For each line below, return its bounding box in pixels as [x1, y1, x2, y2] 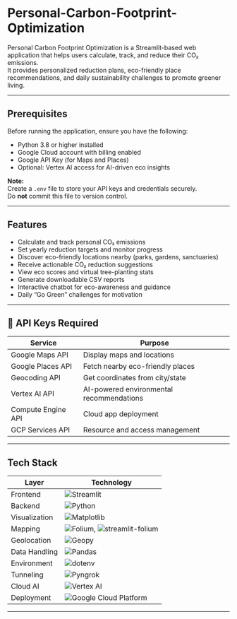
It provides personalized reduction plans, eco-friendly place [7, 66, 181, 74]
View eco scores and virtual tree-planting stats [17, 267, 154, 276]
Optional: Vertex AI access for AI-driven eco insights [17, 163, 171, 171]
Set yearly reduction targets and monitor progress [17, 245, 164, 254]
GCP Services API [11, 425, 71, 435]
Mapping [11, 524, 41, 534]
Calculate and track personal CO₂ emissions [17, 237, 146, 246]
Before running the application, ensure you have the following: [7, 126, 188, 135]
